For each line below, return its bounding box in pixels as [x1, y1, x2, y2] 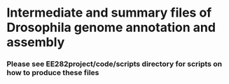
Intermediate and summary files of [6, 5, 212, 21]
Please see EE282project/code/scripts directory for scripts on [6, 59, 222, 69]
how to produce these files [6, 68, 99, 78]
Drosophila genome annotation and [6, 19, 216, 35]
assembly [6, 35, 65, 50]
